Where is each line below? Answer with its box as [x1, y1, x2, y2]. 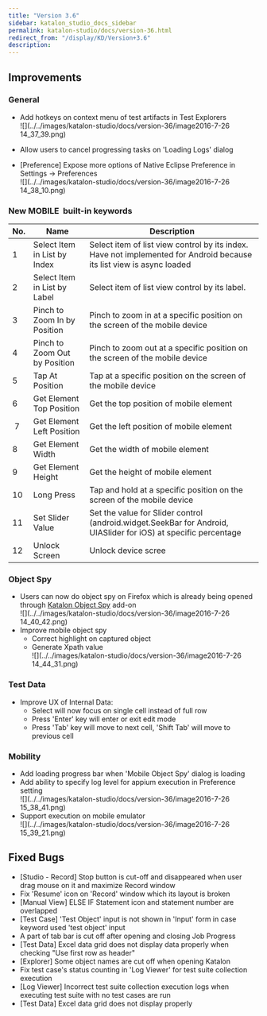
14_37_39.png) [19, 129, 66, 139]
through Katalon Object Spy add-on [19, 601, 137, 610]
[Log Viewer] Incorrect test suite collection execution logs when [19, 982, 230, 991]
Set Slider [33, 512, 70, 523]
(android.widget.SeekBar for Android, [89, 517, 229, 528]
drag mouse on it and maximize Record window [19, 880, 176, 890]
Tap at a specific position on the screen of [89, 370, 246, 381]
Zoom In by [33, 315, 75, 326]
